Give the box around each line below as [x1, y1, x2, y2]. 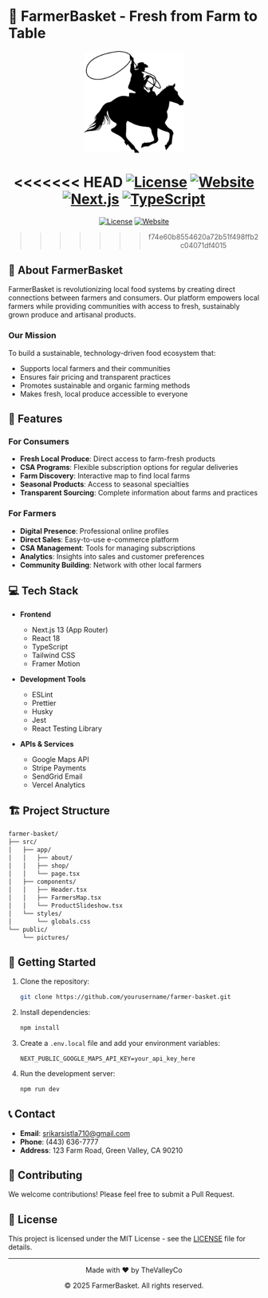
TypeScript [31, 641, 69, 651]
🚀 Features [8, 412, 63, 426]
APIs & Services [19, 739, 74, 748]
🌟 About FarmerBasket [8, 263, 124, 278]
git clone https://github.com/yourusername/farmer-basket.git [19, 993, 231, 1001]
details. [8, 1242, 33, 1252]
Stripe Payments [31, 763, 86, 772]
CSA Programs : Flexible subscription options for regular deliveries [19, 463, 238, 472]
